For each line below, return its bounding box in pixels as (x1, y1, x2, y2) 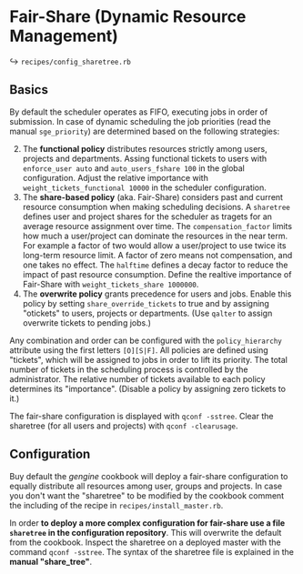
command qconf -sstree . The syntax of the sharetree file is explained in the (9, 546, 294, 557)
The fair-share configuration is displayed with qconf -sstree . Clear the (9, 410, 274, 421)
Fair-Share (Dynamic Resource (9, 6, 247, 27)
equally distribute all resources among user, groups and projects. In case (9, 480, 283, 491)
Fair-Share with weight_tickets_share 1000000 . (22, 278, 199, 289)
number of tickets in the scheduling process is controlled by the (9, 364, 248, 375)
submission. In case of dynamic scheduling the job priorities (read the (9, 116, 271, 126)
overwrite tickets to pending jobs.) (22, 317, 152, 328)
